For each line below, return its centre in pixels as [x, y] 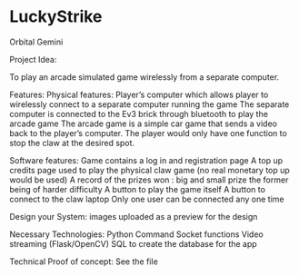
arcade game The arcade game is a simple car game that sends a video [143, 123]
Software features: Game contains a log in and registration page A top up [146, 160]
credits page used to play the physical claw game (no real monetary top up [150, 170]
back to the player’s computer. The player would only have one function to [149, 133]
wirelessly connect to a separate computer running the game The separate [149, 104]
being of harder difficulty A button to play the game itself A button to [138, 189]
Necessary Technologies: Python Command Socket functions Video [136, 234]
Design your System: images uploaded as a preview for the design [134, 216]
